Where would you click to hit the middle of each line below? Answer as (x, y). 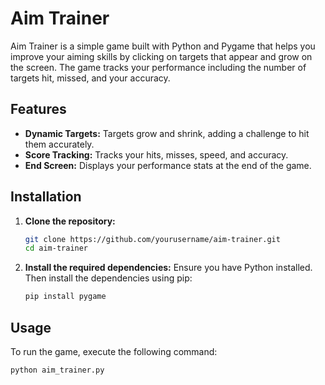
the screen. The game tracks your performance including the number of (158, 67)
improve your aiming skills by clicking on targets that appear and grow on (161, 56)
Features (38, 109)
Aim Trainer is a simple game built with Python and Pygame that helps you (163, 46)
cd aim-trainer (56, 248)
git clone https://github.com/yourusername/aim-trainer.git (152, 239)
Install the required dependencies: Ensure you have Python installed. (168, 268)
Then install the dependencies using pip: (108, 278)
